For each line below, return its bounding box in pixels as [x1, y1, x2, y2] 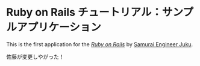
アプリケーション [17, 20, 101, 34]
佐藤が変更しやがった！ [6, 53, 64, 60]
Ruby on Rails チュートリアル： [6, 5, 163, 19]
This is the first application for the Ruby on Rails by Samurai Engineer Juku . [6, 40, 193, 48]
